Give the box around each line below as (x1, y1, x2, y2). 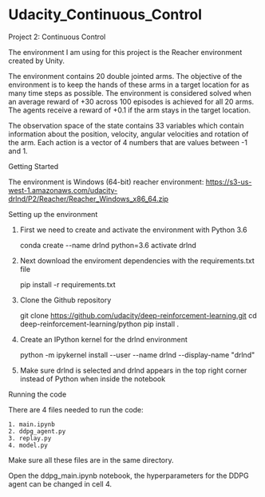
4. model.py (8, 441, 48, 449)
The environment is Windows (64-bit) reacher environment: (8, 177, 204, 187)
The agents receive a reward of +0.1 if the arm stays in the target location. (8, 105, 251, 115)
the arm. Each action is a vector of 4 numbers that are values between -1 (8, 137, 247, 147)
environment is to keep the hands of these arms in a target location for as (8, 80, 250, 89)
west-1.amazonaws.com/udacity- (8, 185, 118, 195)
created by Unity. (8, 56, 65, 65)
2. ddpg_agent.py (8, 427, 66, 436)
